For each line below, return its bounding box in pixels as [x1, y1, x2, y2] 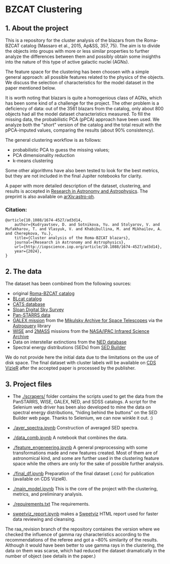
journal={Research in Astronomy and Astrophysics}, [14, 240, 126, 245]
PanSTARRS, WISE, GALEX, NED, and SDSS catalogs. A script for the [12, 398, 156, 404]
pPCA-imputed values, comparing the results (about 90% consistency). [5, 127, 155, 133]
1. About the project [5, 24, 69, 33]
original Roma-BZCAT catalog [12, 291, 75, 297]
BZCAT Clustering [5, 4, 83, 15]
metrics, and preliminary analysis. [12, 491, 83, 497]
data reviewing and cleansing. [12, 516, 76, 522]
